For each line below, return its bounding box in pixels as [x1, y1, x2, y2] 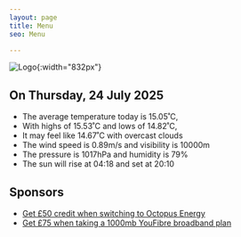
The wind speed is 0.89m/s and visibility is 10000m [21, 140, 211, 151]
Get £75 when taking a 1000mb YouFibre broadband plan [21, 217, 232, 228]
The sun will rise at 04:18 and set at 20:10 [21, 159, 175, 169]
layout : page [9, 12, 58, 22]
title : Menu [9, 21, 53, 30]
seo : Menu [9, 29, 46, 38]
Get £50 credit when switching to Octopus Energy [21, 208, 206, 218]
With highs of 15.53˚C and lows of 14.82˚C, [21, 121, 178, 132]
